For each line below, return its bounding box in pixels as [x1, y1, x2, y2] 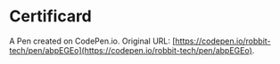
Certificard [9, 6, 92, 27]
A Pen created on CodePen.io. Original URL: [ [9, 36, 176, 46]
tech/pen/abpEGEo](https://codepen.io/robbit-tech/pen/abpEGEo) [9, 44, 252, 55]
